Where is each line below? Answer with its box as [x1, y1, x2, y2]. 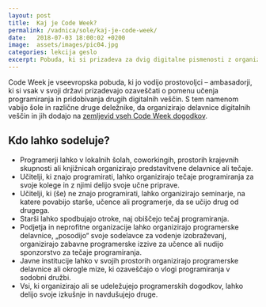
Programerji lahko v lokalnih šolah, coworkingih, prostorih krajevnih [19, 155, 239, 165]
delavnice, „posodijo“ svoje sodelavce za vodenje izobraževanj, [19, 230, 227, 240]
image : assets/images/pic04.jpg [8, 41, 119, 49]
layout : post [8, 11, 51, 20]
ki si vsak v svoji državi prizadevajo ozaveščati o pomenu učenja [8, 85, 219, 95]
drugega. [19, 205, 50, 214]
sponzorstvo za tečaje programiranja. [19, 247, 142, 257]
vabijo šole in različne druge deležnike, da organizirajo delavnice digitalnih [8, 102, 251, 112]
